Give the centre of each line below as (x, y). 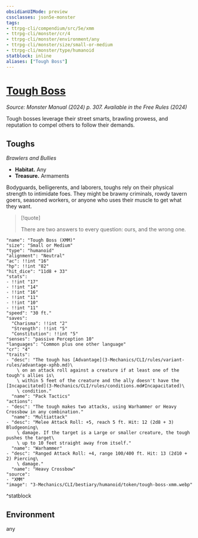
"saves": (17, 319)
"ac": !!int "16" (28, 261)
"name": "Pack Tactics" (41, 397)
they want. (19, 206)
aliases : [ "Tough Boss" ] (37, 61)
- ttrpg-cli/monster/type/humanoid (50, 51)
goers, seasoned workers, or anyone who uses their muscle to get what (94, 200)
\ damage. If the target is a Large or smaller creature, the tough (103, 433)
